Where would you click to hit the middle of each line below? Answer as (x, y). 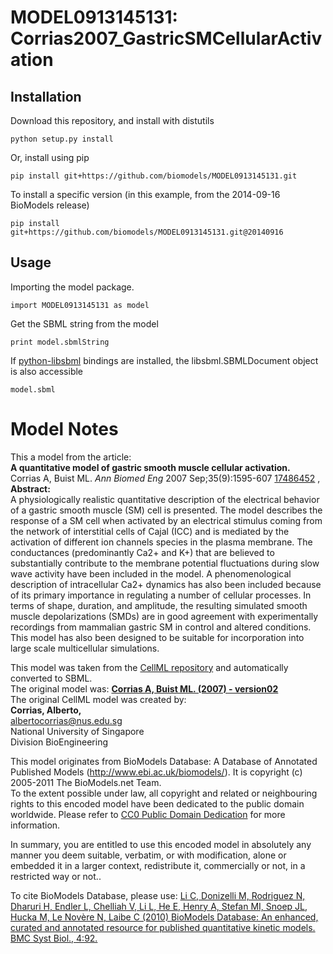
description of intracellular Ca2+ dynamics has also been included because (166, 584)
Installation (46, 96)
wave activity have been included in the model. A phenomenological (151, 573)
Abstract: (30, 488)
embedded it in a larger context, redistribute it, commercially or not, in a (158, 865)
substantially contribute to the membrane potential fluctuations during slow (165, 563)
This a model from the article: (71, 457)
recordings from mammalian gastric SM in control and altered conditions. (161, 627)
